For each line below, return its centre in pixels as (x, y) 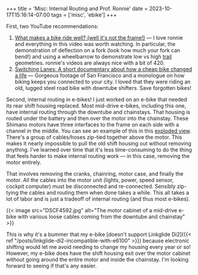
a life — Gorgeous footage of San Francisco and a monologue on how (100, 75)
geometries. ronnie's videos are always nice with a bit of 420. (90, 63)
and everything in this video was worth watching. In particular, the (95, 44)
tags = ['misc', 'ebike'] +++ (84, 15)
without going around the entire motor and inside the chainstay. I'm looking (98, 259)
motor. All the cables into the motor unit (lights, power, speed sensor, (90, 180)
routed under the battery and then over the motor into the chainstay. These (98, 118)
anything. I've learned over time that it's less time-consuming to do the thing (99, 150)
